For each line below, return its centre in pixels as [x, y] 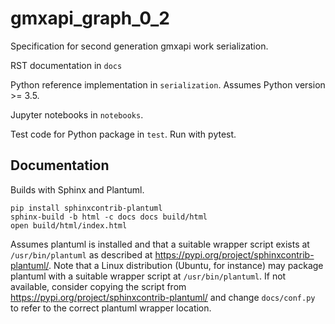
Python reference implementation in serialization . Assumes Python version [168, 84]
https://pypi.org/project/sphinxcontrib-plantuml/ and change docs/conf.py [163, 297]
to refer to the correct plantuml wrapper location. [111, 308]
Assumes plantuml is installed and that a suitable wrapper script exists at [160, 244]
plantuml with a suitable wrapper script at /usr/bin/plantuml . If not [148, 276]
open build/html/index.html [69, 225]
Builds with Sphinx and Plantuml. [77, 189]
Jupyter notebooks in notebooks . [77, 114]
